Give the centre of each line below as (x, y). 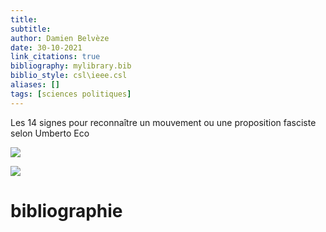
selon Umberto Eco (50, 133)
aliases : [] (35, 85)
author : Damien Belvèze (60, 38)
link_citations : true (55, 57)
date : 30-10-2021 (46, 47)
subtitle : (31, 29)
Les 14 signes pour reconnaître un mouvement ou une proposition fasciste (163, 122)
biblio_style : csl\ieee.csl (69, 76)
